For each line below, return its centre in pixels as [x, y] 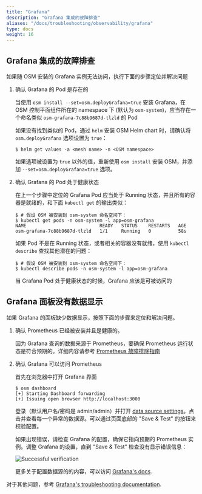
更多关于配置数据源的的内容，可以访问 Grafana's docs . [84, 471]
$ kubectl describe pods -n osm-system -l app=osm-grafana [91, 269]
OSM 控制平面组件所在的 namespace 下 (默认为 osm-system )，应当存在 [103, 109]
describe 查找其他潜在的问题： [53, 250]
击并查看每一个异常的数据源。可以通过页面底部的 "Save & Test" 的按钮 [103, 418]
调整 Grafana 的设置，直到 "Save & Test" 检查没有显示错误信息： [106, 447]
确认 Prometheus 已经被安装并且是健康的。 [69, 330]
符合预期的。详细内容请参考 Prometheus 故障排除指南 [93, 351]
